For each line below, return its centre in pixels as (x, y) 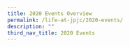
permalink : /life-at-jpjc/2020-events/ (65, 20)
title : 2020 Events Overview (50, 13)
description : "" (31, 26)
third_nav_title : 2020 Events (51, 33)
